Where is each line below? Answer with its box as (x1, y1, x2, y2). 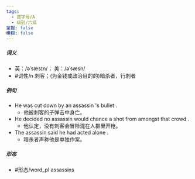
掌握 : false (6, 25, 33, 31)
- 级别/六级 (11, 19, 37, 25)
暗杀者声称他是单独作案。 (23, 136, 85, 143)
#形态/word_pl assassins (14, 166, 75, 173)
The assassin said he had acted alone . (14, 129, 109, 136)
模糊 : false (6, 30, 33, 36)
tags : (6, 8, 19, 15)
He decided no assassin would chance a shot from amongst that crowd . (14, 115, 190, 123)
